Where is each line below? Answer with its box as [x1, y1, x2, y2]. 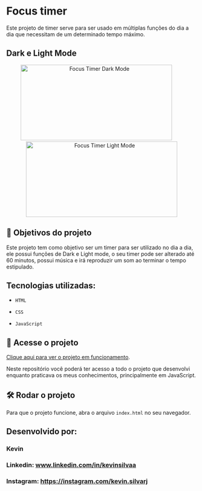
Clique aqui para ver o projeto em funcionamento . [6, 354, 130, 361]
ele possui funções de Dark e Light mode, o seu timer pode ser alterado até [6, 250, 195, 258]
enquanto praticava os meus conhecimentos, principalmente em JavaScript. [6, 372, 197, 379]
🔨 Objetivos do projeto [6, 228, 92, 238]
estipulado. [6, 263, 34, 270]
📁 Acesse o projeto [6, 337, 79, 348]
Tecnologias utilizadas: [6, 280, 96, 291]
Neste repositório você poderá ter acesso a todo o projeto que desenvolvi [6, 365, 191, 372]
